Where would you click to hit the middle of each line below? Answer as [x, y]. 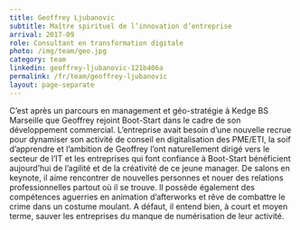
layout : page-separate [52, 85]
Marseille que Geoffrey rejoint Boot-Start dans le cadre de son [125, 120]
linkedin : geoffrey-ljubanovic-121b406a [87, 69]
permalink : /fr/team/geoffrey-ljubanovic [89, 77]
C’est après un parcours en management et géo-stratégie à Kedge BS [139, 110]
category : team [38, 60]
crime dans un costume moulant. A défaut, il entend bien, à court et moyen [149, 206]
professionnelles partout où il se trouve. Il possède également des [132, 187]
